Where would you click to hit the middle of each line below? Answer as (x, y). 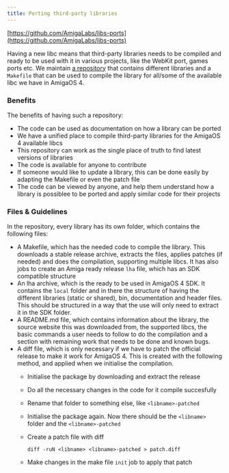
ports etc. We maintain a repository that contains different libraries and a (109, 68)
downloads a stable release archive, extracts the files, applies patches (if (120, 255)
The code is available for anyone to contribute (82, 164)
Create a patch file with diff (66, 437)
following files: (28, 234)
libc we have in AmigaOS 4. (45, 82)
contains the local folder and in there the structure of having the (108, 291)
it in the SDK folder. (44, 313)
